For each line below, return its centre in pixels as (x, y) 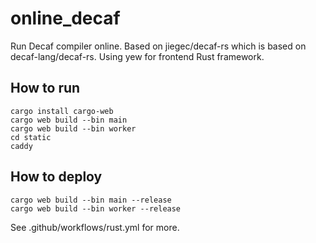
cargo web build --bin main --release (91, 200)
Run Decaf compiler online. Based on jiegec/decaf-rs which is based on (158, 46)
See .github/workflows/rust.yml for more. (95, 227)
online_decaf (65, 18)
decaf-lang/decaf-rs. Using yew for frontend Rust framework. (137, 56)
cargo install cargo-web (62, 111)
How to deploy (56, 177)
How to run (45, 88)
